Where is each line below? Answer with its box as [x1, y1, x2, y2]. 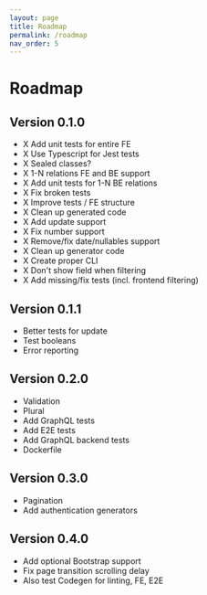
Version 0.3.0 [9, 471, 88, 486]
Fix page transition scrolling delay [22, 565, 150, 576]
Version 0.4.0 [9, 531, 89, 547]
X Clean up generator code [22, 246, 125, 257]
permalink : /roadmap [9, 30, 88, 39]
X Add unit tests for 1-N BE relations [22, 177, 158, 188]
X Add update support [22, 217, 107, 228]
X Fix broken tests [22, 187, 91, 198]
